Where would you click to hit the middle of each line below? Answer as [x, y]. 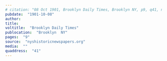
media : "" [16, 46]
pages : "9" [17, 37]
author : [13, 19]
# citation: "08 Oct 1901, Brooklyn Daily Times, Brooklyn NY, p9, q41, [82, 10]
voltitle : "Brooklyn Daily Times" [42, 28]
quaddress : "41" [23, 51]
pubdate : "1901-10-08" [30, 14]
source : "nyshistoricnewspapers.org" [45, 42]
